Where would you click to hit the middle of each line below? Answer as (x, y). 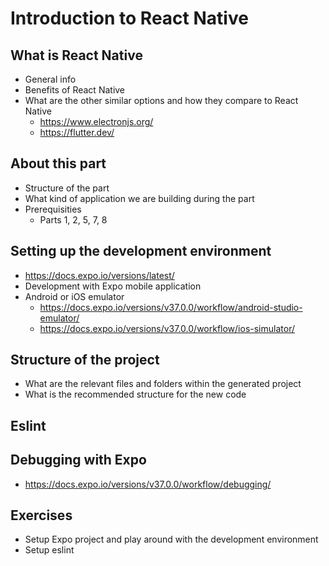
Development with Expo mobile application (113, 286)
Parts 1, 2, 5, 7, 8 (73, 219)
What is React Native (76, 55)
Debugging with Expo (78, 460)
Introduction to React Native (129, 18)
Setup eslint (49, 550)
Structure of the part (67, 188)
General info (50, 79)
